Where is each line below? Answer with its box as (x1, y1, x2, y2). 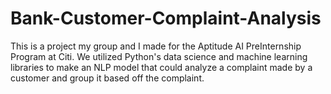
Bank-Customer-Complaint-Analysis (10, 7, 322, 30)
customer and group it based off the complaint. (10, 72, 205, 84)
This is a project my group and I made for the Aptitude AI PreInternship (10, 40, 302, 52)
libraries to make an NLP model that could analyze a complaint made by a (10, 61, 313, 73)
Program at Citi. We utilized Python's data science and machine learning (10, 50, 308, 62)
